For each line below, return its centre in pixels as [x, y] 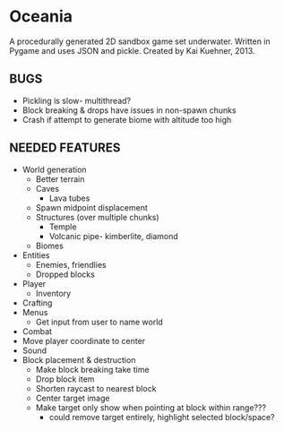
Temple [63, 227]
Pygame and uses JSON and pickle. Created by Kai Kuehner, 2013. [132, 50]
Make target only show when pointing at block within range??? [151, 407]
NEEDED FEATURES [65, 148]
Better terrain [60, 179]
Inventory [53, 293]
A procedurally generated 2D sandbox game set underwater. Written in [140, 41]
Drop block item [65, 379]
